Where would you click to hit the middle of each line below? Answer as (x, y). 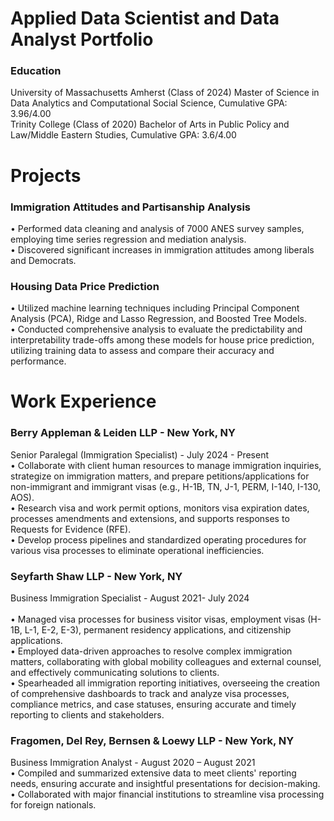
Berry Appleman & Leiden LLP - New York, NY (123, 433)
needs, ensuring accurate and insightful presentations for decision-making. (165, 784)
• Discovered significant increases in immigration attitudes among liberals (162, 249)
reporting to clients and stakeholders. (87, 715)
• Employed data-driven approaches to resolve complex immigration (151, 651)
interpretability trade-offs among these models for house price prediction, (162, 340)
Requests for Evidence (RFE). (71, 529)
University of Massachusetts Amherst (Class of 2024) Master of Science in (165, 93)
